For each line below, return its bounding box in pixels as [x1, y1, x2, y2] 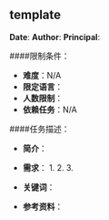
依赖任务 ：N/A [22, 104, 77, 115]
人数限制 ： [22, 92, 64, 103]
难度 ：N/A [22, 69, 62, 80]
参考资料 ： [22, 201, 64, 212]
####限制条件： [9, 50, 70, 61]
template [9, 7, 62, 23]
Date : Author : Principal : [9, 31, 101, 42]
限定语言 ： [22, 81, 64, 92]
